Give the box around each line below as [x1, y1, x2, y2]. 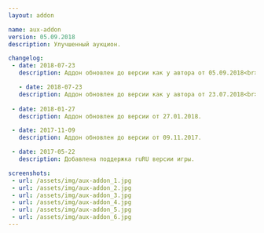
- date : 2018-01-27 [11, 105, 76, 113]
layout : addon [8, 11, 55, 20]
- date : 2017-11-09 [11, 126, 76, 134]
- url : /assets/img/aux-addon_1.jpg [11, 177, 132, 184]
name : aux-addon [8, 25, 61, 34]
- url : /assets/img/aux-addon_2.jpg [11, 184, 132, 192]
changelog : [8, 54, 44, 63]
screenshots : [8, 169, 51, 177]
